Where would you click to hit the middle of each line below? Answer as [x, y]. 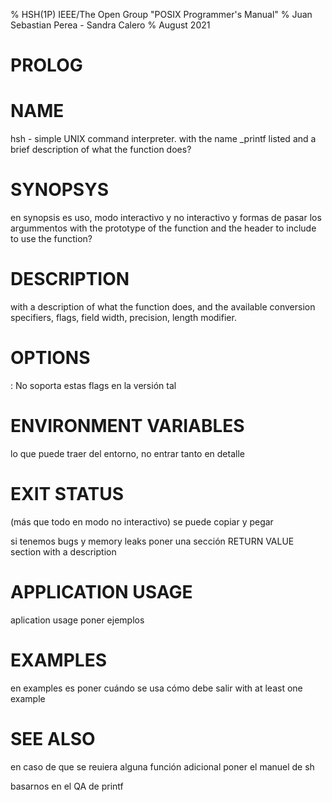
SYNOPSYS [59, 190]
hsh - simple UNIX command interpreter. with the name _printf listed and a [163, 139]
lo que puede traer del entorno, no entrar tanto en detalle [127, 453]
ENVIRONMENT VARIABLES [127, 426]
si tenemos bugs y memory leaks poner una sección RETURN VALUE [152, 541]
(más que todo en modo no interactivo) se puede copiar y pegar [142, 521]
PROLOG [46, 65]
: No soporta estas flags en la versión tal [93, 385]
